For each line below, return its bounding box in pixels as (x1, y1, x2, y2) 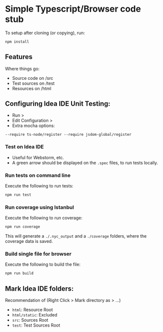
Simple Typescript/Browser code (5, 3, 141, 15)
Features (5, 53, 33, 61)
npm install (5, 39, 29, 44)
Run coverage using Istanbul (5, 203, 74, 210)
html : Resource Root (12, 307, 53, 313)
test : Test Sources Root (12, 322, 60, 328)
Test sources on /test (12, 80, 55, 86)
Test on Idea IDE (5, 144, 44, 150)
